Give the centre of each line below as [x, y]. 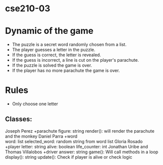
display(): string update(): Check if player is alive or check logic [69, 157]
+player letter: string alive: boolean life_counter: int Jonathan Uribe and [76, 146]
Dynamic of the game [49, 31]
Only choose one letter [35, 104]
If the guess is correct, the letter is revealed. [57, 55]
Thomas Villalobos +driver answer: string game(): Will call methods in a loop [82, 152]
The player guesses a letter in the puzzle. [54, 50]
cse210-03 [28, 9]
